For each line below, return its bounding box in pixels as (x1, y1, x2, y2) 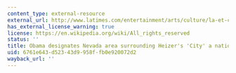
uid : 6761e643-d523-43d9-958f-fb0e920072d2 (7, 49, 137, 56)
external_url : (7, 17, 49, 24)
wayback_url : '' (7, 56, 55, 63)
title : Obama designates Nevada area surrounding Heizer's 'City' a (7, 42, 212, 49)
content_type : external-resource (7, 10, 105, 17)
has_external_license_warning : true (7, 23, 114, 30)
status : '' (7, 36, 39, 43)
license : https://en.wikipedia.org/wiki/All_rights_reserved (7, 29, 190, 37)
